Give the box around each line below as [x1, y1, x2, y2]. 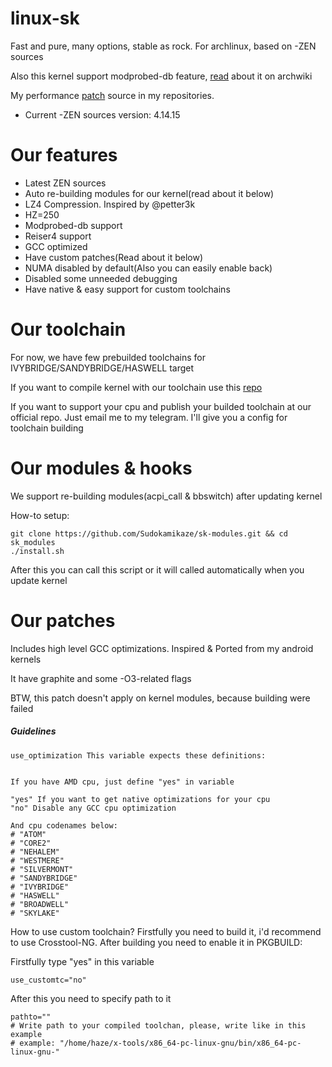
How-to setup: [10, 509, 70, 521]
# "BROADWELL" [10, 899, 70, 909]
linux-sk [10, 7, 80, 30]
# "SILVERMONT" [10, 864, 74, 874]
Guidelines [10, 725, 57, 737]
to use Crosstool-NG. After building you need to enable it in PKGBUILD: [10, 936, 303, 948]
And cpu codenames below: [10, 820, 118, 831]
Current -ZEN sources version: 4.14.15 [24, 108, 181, 121]
